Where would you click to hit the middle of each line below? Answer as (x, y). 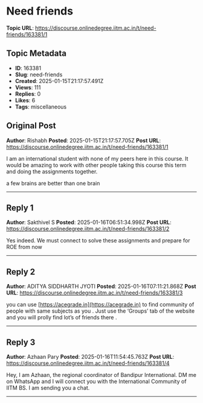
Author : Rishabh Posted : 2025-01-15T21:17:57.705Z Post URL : (84, 140)
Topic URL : (20, 28)
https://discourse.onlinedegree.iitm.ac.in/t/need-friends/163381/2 (88, 229)
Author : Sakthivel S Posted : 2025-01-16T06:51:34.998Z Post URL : (89, 222)
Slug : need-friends (39, 75)
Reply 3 (21, 342)
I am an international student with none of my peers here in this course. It (97, 158)
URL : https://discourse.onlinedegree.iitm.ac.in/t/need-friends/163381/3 (95, 293)
